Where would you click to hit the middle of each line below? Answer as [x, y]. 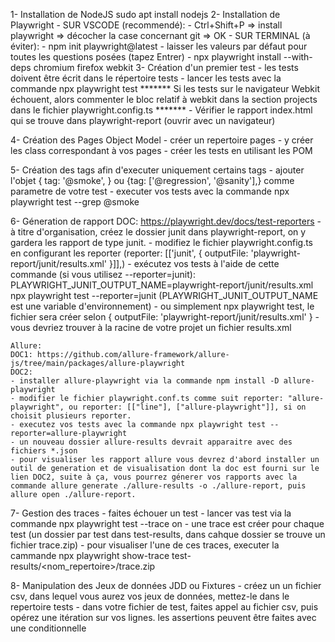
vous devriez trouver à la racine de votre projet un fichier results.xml [151, 327]
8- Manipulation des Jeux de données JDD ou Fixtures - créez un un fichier [166, 585]
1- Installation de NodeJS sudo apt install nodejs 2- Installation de [145, 14]
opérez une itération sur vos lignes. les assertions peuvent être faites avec [163, 617]
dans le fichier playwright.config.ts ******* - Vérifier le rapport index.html [161, 110]
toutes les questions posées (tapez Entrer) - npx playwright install [146, 57]
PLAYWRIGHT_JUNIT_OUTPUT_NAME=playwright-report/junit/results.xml [162, 285]
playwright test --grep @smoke [75, 202]
